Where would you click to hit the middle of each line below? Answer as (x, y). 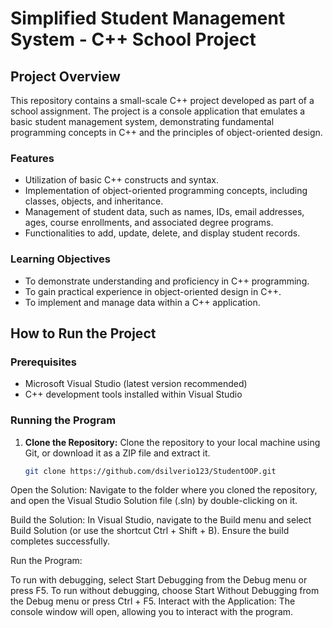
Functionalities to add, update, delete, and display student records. (162, 233)
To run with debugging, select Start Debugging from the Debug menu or (159, 580)
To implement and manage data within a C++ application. (142, 302)
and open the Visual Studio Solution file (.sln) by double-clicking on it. (154, 501)
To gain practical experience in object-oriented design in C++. (153, 291)
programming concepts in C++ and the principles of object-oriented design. (166, 132)
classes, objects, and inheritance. (94, 201)
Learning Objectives (61, 259)
